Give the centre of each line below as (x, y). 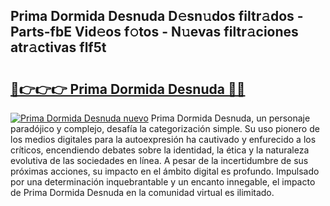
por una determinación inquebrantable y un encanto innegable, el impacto (163, 182)
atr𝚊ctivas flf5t (58, 47)
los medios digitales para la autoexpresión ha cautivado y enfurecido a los (163, 139)
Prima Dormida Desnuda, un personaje (230, 118)
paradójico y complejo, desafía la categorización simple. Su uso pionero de (165, 128)
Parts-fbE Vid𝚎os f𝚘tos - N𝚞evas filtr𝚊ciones (154, 32)
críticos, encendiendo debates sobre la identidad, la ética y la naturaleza (160, 150)
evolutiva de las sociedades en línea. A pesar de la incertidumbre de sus (159, 160)
